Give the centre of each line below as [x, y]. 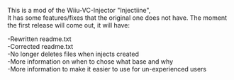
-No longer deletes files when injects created [73, 54]
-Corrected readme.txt [40, 46]
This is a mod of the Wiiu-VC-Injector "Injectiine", [79, 10]
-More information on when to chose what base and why [90, 62]
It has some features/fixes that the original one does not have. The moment [117, 18]
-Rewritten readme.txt [40, 39]
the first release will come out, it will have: [68, 25]
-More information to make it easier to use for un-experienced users [107, 69]
